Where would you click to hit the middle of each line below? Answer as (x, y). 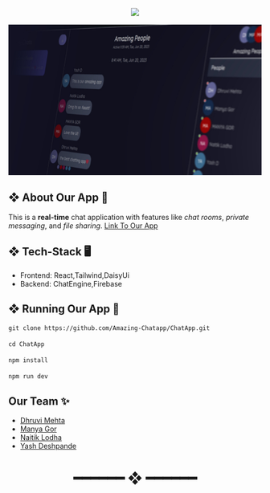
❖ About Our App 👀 (58, 198)
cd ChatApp (27, 344)
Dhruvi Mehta (43, 421)
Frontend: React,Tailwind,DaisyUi (75, 275)
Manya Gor (39, 429)
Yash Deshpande (48, 446)
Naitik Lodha (41, 438)
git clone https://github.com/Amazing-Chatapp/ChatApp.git (109, 328)
